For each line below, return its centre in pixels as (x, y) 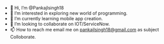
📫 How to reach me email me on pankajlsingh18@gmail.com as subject (85, 30)
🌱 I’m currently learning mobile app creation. (56, 18)
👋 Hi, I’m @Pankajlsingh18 (37, 8)
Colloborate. (23, 37)
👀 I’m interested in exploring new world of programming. (69, 13)
